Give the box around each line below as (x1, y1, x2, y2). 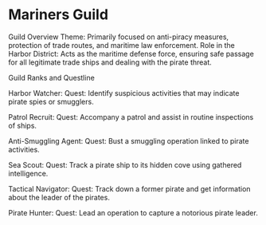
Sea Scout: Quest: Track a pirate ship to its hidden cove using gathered (8, 160, 242, 169)
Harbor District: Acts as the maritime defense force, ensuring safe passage (8, 49, 255, 58)
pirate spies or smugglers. (8, 97, 94, 106)
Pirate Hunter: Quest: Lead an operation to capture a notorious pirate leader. (8, 207, 259, 217)
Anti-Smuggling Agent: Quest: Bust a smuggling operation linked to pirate (8, 136, 249, 145)
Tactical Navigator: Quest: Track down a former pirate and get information (8, 184, 251, 193)
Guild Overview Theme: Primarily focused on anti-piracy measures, (8, 32, 229, 41)
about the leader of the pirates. (8, 192, 110, 202)
